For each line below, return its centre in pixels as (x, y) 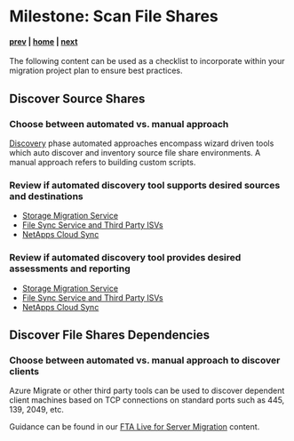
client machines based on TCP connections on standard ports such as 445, (147, 400)
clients (24, 371)
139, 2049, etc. (36, 410)
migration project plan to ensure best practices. (96, 71)
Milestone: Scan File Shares (114, 16)
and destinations (46, 196)
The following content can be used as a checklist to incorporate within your (147, 61)
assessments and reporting (70, 269)
